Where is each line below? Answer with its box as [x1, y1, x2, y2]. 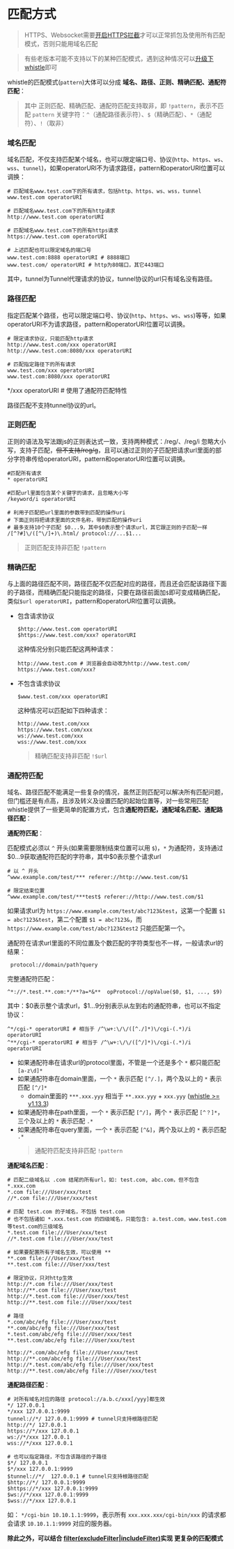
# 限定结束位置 [7, 888, 45, 895]
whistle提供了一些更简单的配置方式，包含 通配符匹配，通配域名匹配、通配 [7, 805, 217, 814]
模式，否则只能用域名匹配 [24, 39, 98, 47]
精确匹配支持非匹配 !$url [34, 751, 108, 761]
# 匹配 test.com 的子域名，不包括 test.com [7, 1208, 125, 1215]
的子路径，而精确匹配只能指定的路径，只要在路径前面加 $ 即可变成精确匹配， [7, 588, 224, 597]
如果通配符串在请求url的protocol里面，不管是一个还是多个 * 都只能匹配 [17, 1058, 221, 1067]
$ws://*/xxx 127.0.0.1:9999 [7, 1491, 89, 1499]
